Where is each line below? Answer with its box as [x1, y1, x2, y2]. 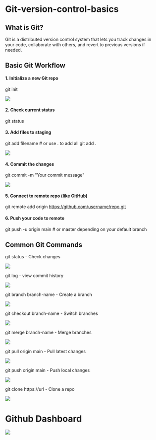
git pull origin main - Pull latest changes [5, 349, 86, 355]
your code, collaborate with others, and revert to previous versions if [5, 42, 145, 48]
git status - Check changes [5, 254, 60, 260]
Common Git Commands [5, 241, 83, 249]
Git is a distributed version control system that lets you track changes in [5, 36, 152, 42]
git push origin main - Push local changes [5, 367, 90, 373]
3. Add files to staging [5, 129, 52, 135]
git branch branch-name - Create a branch [5, 292, 93, 297]
